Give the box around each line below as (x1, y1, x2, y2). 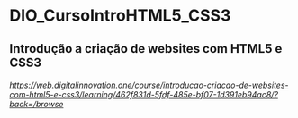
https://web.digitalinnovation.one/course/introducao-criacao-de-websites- (9, 80, 289, 90)
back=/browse (9, 99, 64, 110)
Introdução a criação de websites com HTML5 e (9, 41, 283, 56)
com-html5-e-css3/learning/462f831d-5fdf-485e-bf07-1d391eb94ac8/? (9, 89, 279, 100)
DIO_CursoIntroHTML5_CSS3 (9, 5, 231, 26)
